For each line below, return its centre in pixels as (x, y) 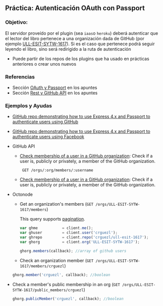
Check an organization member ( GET (56, 260)
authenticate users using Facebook (48, 137)
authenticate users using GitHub (45, 122)
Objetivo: (17, 22)
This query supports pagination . (52, 219)
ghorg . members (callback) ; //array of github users (73, 251)
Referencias (20, 76)
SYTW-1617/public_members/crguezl (48, 290)
